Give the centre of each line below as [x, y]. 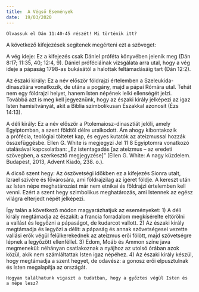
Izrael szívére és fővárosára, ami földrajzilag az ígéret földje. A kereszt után [98, 179]
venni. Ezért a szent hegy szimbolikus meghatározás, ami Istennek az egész [100, 192]
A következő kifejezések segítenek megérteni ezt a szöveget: [81, 45]
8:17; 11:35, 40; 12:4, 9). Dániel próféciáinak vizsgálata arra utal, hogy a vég [98, 63]
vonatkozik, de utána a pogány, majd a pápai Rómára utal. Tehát [113, 86]
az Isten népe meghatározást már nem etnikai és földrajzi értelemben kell [96, 186]
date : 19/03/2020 [29, 17]
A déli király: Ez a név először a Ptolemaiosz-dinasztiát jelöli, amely [88, 123]
